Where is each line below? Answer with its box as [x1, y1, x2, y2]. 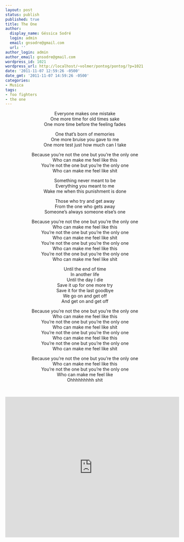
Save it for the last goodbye [56, 288, 114, 294]
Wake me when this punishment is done [43, 188, 126, 195]
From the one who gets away [55, 203, 115, 210]
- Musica [5, 82, 24, 87]
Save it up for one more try [57, 282, 113, 288]
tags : [5, 87, 17, 93]
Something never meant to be [54, 177, 116, 184]
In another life [70, 272, 100, 278]
